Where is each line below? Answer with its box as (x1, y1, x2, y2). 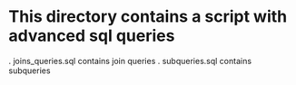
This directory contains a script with (8, 6, 288, 27)
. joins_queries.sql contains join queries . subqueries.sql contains (8, 55, 252, 66)
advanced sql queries (8, 25, 175, 46)
